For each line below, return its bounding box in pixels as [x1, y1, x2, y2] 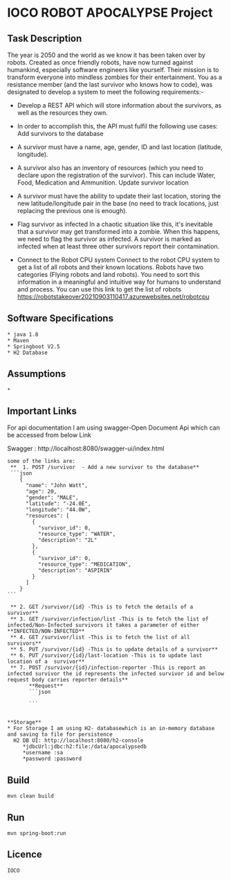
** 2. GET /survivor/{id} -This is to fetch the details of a [10, 604, 194, 611]
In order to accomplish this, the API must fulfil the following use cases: [17, 122, 218, 130]
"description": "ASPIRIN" [37, 567, 113, 574]
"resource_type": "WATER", [37, 531, 116, 538]
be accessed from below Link [7, 431, 91, 439]
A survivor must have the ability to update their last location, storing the [17, 192, 221, 200]
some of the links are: [7, 458, 76, 465]
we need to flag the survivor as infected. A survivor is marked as [17, 235, 202, 243]
